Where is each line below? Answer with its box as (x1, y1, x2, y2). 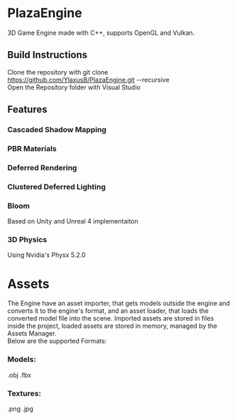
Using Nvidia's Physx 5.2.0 (7, 250, 87, 260)
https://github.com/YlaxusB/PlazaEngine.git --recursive (7, 75, 170, 84)
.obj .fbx (7, 370, 32, 379)
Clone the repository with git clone (7, 67, 109, 76)
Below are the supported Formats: (7, 337, 107, 346)
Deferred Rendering (7, 162, 77, 172)
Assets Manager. (7, 329, 57, 338)
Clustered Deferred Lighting (7, 182, 106, 192)
